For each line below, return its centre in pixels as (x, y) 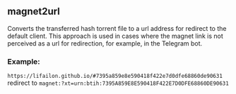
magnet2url (34, 12)
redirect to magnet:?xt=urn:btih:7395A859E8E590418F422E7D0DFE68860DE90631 (118, 83)
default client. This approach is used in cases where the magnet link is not (116, 36)
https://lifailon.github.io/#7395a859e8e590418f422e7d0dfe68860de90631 (115, 76)
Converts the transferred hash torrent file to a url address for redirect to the (117, 28)
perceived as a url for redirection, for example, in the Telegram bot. (105, 43)
